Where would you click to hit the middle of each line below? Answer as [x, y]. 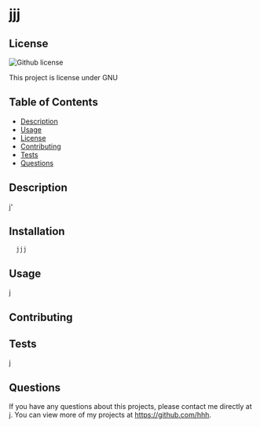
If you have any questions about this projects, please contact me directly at [130, 407]
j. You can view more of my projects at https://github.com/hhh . [110, 415]
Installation [37, 232]
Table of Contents [54, 103]
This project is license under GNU [64, 77]
